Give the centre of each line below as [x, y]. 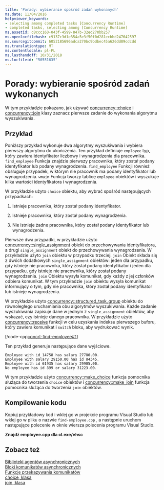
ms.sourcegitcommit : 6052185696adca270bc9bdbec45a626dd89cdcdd [71, 42]
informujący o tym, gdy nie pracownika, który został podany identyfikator [79, 286]
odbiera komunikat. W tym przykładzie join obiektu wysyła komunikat [75, 281]
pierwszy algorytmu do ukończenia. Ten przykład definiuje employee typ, [78, 151]
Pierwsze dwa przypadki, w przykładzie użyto [51, 240]
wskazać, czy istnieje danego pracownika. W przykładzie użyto [69, 317]
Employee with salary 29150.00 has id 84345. [52, 359]
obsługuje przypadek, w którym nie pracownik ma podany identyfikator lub [81, 171]
